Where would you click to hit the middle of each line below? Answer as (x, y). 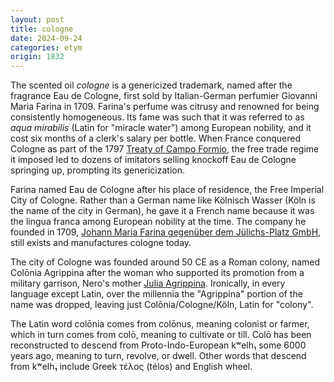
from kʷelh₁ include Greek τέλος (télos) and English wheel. (131, 367)
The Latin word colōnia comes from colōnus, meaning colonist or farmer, (160, 324)
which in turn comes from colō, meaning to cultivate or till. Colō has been (161, 335)
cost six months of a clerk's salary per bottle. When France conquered (155, 138)
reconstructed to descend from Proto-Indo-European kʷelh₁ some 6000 (158, 345)
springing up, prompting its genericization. (98, 170)
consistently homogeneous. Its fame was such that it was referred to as (157, 117)
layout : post (37, 19)
